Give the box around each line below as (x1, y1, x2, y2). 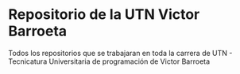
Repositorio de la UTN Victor (8, 6, 200, 24)
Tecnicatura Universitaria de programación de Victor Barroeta (8, 57, 211, 66)
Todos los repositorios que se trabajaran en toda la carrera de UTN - (8, 48, 233, 57)
